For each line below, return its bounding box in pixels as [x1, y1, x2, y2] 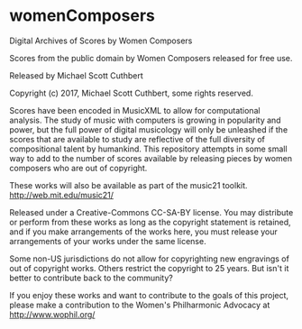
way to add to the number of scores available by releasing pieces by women [9, 152, 293, 163]
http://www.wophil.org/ [9, 308, 96, 320]
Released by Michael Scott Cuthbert [9, 69, 143, 81]
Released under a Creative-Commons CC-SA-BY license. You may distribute [9, 206, 294, 217]
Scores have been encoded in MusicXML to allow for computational [9, 105, 261, 115]
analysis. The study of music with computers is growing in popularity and [9, 114, 281, 125]
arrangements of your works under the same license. [9, 235, 206, 246]
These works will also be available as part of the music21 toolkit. [9, 179, 248, 190]
